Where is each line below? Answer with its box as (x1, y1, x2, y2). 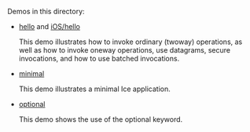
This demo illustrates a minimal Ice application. (18, 84, 171, 93)
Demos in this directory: (7, 7, 85, 16)
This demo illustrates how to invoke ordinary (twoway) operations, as (18, 37, 243, 46)
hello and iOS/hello (18, 22, 80, 31)
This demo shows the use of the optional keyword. (18, 115, 183, 124)
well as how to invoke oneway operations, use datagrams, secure (18, 46, 231, 54)
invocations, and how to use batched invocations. (18, 54, 180, 63)
